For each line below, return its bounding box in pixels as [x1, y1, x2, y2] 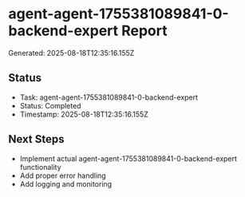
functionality [19, 162, 61, 171]
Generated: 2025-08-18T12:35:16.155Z [8, 48, 135, 57]
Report [121, 22, 168, 40]
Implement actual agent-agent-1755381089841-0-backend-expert [19, 153, 238, 164]
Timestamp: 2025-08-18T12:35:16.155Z [19, 109, 149, 119]
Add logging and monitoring [19, 179, 113, 188]
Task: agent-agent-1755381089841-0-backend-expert [19, 93, 198, 102]
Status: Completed [19, 100, 81, 110]
